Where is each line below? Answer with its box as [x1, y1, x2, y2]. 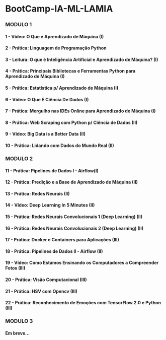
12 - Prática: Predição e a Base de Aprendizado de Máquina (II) [5, 179, 138, 185]
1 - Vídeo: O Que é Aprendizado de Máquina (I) [5, 33, 104, 39]
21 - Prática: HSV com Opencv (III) [5, 288, 78, 294]
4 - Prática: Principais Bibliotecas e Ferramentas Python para [5, 68, 136, 74]
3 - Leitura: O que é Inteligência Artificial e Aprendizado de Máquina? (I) [5, 56, 158, 62]
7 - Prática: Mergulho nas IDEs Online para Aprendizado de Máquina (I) [5, 108, 156, 114]
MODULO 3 [5, 318, 33, 325]
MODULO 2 [5, 155, 33, 162]
